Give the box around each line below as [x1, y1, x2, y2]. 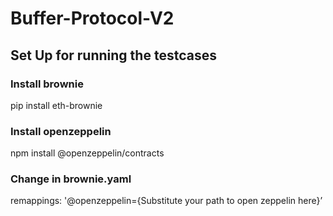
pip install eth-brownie [10, 99, 103, 111]
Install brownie [10, 77, 84, 91]
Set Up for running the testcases [10, 47, 217, 64]
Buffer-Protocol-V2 [10, 7, 175, 30]
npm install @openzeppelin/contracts [10, 147, 165, 159]
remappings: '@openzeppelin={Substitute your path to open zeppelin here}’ [10, 195, 323, 207]
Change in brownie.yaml [10, 172, 132, 186]
